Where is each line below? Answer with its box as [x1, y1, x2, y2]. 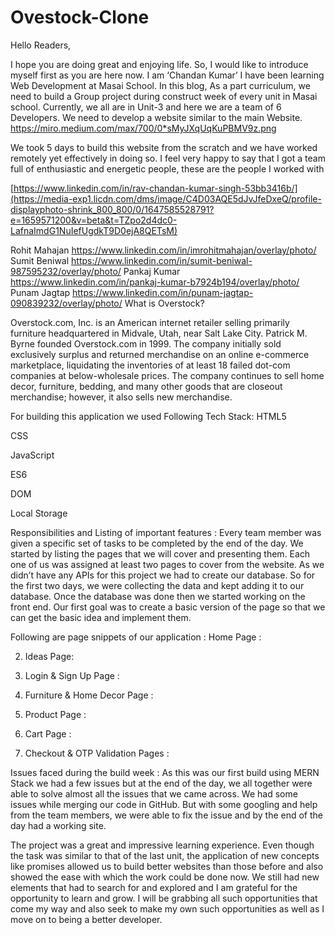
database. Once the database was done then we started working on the [10, 590, 306, 602]
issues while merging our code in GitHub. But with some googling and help [10, 798, 318, 810]
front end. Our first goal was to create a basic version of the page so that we [10, 601, 326, 613]
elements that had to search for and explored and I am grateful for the [10, 881, 298, 893]
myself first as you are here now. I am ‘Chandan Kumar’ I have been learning [10, 69, 325, 81]
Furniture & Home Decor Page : [24, 689, 154, 701]
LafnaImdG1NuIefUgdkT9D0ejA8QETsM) [10, 224, 178, 236]
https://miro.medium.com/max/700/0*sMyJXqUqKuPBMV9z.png [10, 122, 277, 134]
